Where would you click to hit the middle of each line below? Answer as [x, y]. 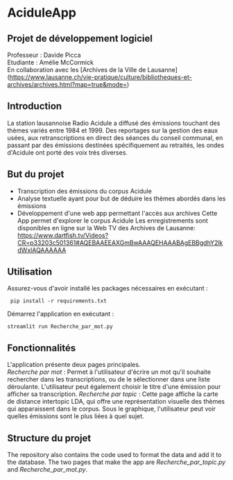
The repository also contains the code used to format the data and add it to [114, 455]
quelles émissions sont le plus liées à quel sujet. [76, 416]
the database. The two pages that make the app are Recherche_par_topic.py [116, 462]
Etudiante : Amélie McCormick [50, 62]
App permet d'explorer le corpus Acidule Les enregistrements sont [112, 221]
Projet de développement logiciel [80, 38]
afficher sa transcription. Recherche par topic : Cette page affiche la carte [113, 394]
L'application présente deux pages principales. [74, 365]
